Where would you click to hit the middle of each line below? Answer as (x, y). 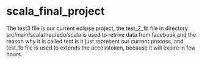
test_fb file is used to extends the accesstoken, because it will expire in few (101, 48)
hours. (14, 54)
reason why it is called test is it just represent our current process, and (95, 41)
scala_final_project (56, 11)
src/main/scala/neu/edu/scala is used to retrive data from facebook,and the (101, 34)
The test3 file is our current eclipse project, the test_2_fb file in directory (97, 28)
